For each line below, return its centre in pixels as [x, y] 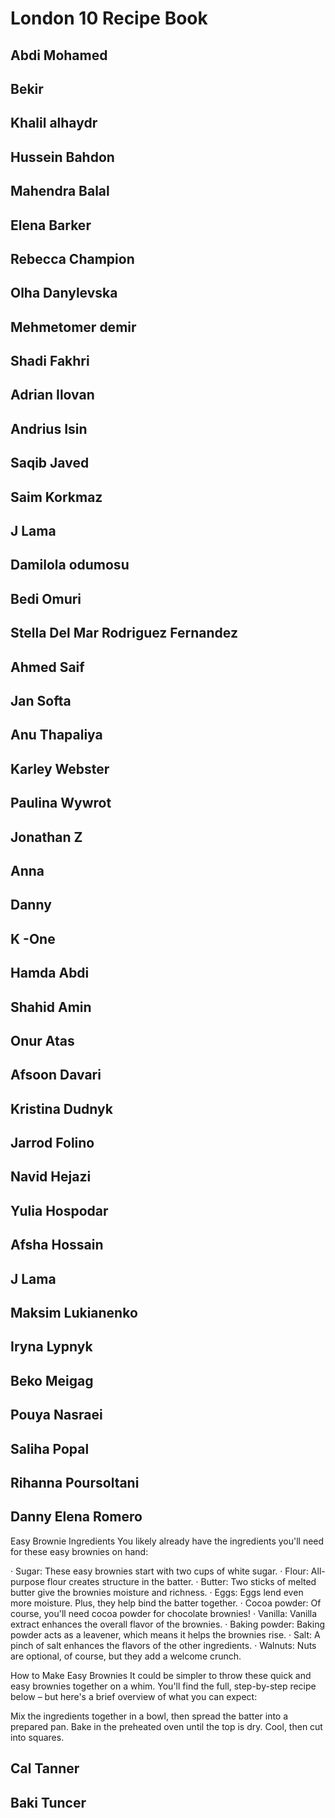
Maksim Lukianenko [74, 1313]
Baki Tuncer [48, 1802]
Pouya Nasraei [56, 1415]
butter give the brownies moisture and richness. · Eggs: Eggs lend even [157, 1592]
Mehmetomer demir [73, 327]
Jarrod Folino [52, 1143]
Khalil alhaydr [54, 123]
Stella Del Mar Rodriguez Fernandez [124, 633]
